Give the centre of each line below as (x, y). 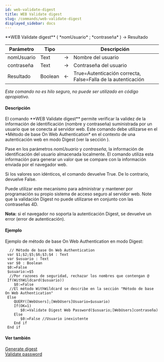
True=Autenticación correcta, (107, 73)
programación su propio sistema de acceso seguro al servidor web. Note (78, 194)
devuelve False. (21, 180)
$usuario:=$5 (20, 271)
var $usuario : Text (28, 259)
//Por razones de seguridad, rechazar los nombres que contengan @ (80, 276)
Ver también (18, 338)
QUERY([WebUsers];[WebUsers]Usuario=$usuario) (62, 301)
